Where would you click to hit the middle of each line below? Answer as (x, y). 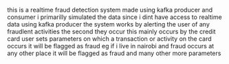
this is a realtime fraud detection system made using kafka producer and (110, 10)
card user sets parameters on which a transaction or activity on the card (109, 39)
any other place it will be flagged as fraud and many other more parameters (114, 53)
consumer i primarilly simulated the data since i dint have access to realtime (115, 17)
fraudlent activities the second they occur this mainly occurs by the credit (111, 31)
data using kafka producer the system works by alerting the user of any (108, 24)
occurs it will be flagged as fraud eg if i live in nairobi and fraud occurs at (111, 46)
